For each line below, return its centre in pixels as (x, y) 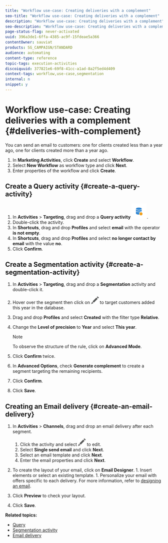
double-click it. (28, 290)
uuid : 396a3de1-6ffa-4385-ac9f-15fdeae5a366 (52, 37)
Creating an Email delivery (47, 406)
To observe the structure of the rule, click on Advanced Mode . (77, 347)
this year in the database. (38, 308)
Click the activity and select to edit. (60, 444)
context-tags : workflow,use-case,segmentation (54, 74)
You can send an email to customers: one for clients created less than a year (84, 145)
